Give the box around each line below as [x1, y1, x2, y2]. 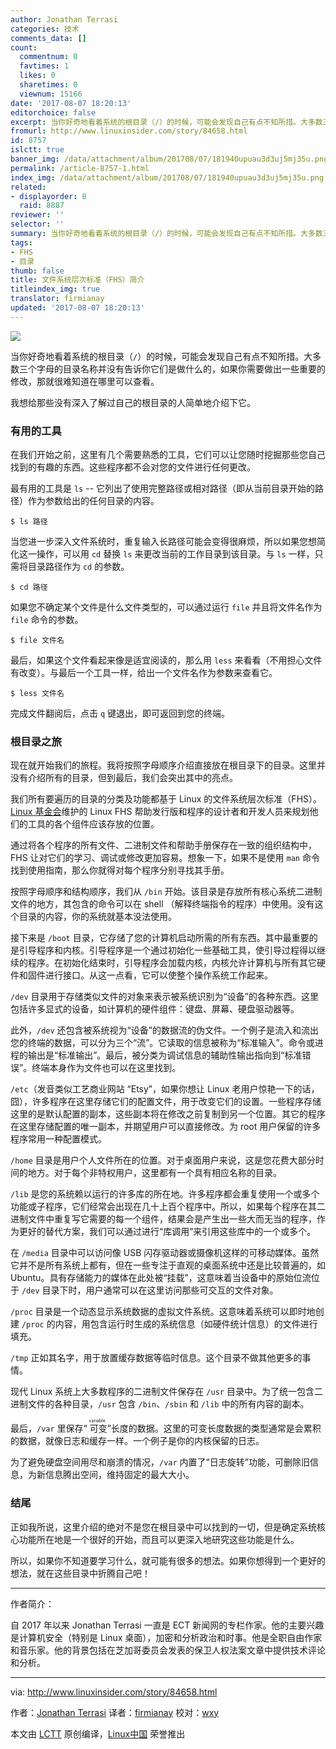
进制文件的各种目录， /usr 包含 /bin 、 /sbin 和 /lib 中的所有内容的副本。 [10, 1398, 310, 1410]
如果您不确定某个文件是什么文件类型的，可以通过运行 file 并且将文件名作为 [10, 601, 323, 613]
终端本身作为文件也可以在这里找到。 [31, 1062, 182, 1074]
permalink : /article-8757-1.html [10, 163, 150, 173]
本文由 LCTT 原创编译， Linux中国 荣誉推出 [10, 1727, 186, 1740]
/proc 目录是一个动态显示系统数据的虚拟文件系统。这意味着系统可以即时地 [10, 1306, 316, 1318]
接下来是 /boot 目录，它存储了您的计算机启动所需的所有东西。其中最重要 [10, 932, 310, 944]
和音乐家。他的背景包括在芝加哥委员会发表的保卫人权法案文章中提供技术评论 [10, 1644, 326, 1656]
